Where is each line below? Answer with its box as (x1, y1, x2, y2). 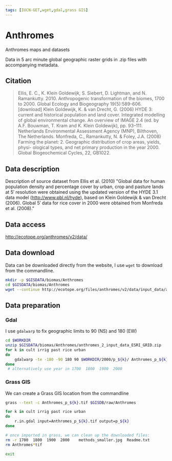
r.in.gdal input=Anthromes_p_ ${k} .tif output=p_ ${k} (14, 419, 130, 424)
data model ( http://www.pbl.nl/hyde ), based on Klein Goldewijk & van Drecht (5, 195, 166, 201)
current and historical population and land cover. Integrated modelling (17, 112, 165, 118)
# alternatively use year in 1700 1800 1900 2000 (7, 366, 123, 372)
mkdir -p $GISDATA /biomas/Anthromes (5, 277, 83, 283)
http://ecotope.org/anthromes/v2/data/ (5, 234, 88, 240)
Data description (5, 165, 60, 173)
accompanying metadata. (5, 62, 59, 68)
